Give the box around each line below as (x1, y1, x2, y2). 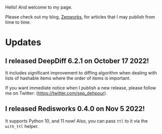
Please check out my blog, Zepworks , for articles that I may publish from (5, 14, 155, 19)
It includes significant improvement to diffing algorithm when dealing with (5, 70, 157, 75)
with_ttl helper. (5, 123, 39, 129)
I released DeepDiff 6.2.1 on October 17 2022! (5, 56, 149, 65)
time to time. (5, 19, 31, 25)
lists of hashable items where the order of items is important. (5, 75, 131, 81)
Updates (5, 37, 42, 48)
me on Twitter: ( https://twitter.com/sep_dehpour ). (5, 90, 108, 96)
